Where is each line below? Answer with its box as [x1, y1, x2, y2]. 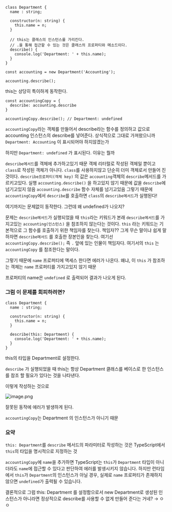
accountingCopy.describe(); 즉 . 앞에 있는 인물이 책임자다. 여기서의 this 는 [5, 240, 160, 246]
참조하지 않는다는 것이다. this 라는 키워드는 [71, 221, 159, 227]
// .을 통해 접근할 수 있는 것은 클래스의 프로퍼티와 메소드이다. [10, 43, 127, 48]
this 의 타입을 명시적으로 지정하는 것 [5, 448, 78, 454]
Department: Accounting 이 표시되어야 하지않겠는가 [5, 139, 109, 145]
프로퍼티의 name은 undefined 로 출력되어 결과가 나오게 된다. [5, 275, 126, 280]
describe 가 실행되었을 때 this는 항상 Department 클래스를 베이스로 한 [5, 366, 146, 372]
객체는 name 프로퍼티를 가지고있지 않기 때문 [10, 264, 97, 270]
